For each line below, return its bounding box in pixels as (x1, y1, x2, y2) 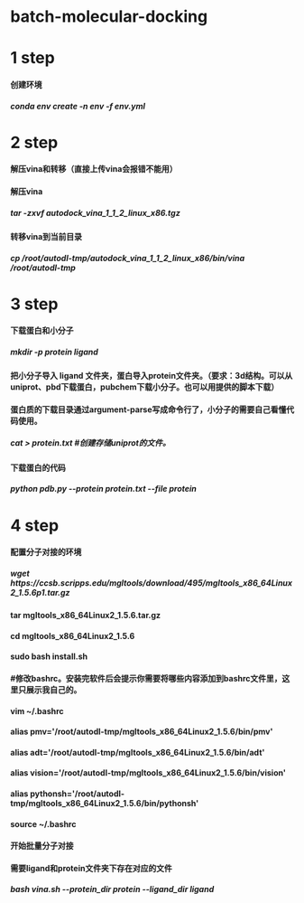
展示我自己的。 (25, 684, 82, 695)
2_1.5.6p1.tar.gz (10, 587, 70, 597)
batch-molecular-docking (10, 6, 208, 27)
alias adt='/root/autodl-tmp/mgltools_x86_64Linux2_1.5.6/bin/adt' (10, 747, 265, 757)
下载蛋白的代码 (10, 462, 66, 473)
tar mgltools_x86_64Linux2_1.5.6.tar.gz (10, 610, 161, 621)
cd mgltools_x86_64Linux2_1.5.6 (10, 630, 135, 641)
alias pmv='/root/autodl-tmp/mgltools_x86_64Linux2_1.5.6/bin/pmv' (10, 726, 273, 738)
